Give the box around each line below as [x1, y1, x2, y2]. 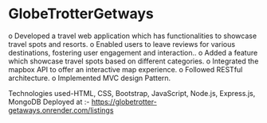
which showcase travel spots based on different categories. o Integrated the [8, 56, 259, 66]
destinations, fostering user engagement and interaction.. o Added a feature [8, 48, 258, 57]
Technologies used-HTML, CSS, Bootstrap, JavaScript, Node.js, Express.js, [8, 88, 256, 98]
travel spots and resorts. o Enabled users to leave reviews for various [8, 39, 236, 48]
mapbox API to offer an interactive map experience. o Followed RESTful [8, 64, 243, 74]
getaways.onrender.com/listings [8, 105, 114, 115]
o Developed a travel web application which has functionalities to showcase [8, 31, 257, 40]
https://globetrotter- [91, 97, 157, 106]
